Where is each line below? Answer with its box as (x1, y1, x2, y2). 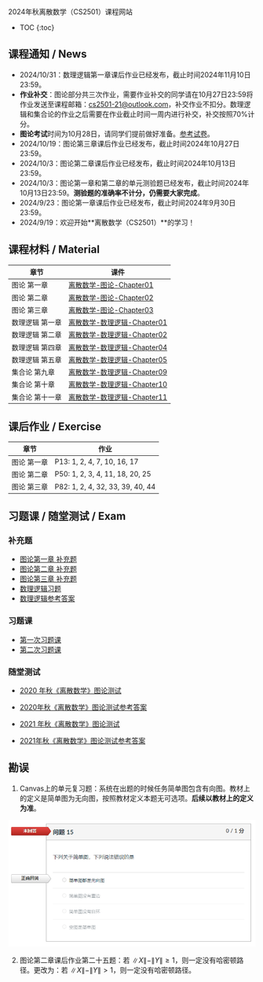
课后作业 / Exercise (8, 420, 102, 433)
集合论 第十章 (11, 380, 55, 389)
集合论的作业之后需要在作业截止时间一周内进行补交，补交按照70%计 (33, 109, 255, 119)
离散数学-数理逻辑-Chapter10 (68, 380, 167, 389)
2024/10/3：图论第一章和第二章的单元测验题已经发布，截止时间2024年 (19, 178, 250, 187)
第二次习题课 (19, 644, 61, 654)
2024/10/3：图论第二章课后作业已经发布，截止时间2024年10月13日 (19, 158, 236, 168)
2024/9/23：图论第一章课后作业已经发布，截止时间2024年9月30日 (19, 198, 236, 207)
